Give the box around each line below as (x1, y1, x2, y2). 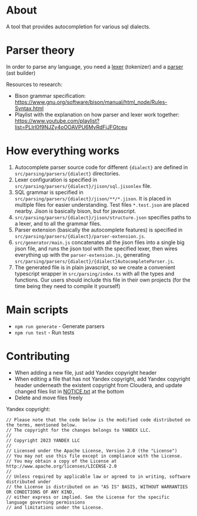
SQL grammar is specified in (14, 188, 84, 196)
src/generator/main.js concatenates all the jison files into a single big (14, 239, 185, 246)
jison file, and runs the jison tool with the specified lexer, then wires (14, 245, 178, 252)
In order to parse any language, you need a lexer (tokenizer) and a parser (6, 63, 183, 70)
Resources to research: (6, 81, 63, 88)
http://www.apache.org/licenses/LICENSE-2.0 (6, 463, 117, 469)
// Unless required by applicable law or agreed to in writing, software (6, 474, 191, 479)
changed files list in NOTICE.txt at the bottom (14, 388, 125, 395)
